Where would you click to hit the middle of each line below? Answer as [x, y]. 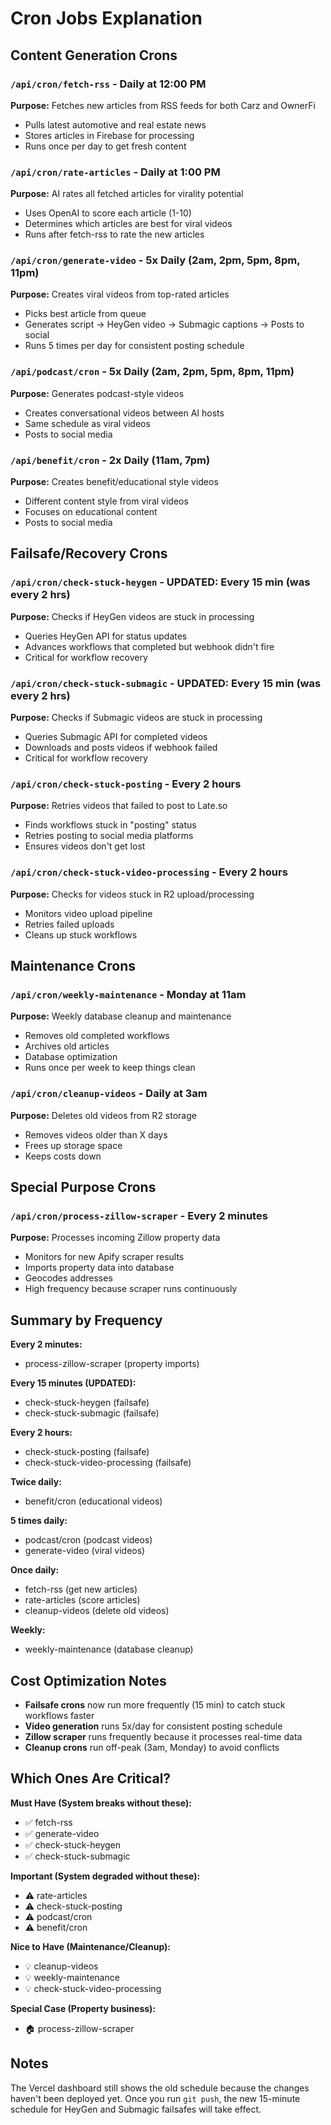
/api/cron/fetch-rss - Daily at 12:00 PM [108, 84]
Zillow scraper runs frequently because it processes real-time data [163, 1736]
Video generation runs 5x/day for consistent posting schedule [153, 1726]
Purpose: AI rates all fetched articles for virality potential [127, 194]
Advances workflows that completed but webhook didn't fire [149, 646]
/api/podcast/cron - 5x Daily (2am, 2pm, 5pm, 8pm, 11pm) [152, 372]
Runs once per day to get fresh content [105, 146]
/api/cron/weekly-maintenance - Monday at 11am [128, 994]
